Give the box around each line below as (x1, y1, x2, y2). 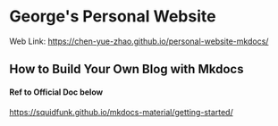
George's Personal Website (9, 6, 216, 27)
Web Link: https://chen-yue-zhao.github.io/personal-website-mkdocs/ (9, 36, 269, 46)
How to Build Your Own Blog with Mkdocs (9, 62, 244, 77)
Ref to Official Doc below (9, 87, 104, 97)
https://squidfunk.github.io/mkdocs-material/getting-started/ (9, 106, 234, 117)
